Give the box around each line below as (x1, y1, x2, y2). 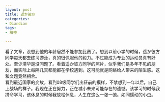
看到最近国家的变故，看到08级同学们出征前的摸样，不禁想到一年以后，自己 (5, 79, 157, 85)
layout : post (5, 7, 32, 12)
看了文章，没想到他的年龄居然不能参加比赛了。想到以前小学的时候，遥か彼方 (5, 49, 160, 54)
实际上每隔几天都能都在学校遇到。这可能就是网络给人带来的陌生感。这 (18, 67, 160, 73)
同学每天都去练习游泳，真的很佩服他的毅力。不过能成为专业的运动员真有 (5, 55, 151, 61)
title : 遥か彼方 (5, 12, 35, 17)
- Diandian (5, 21, 27, 26)
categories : (5, 16, 29, 21)
